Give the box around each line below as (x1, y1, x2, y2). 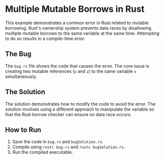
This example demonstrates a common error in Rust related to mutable (5, 20, 149, 26)
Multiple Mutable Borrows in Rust (5, 3, 145, 15)
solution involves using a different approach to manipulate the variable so (5, 106, 155, 112)
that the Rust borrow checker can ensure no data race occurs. (5, 111, 132, 117)
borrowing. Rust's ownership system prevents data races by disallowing (5, 25, 152, 31)
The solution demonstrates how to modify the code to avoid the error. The (5, 101, 156, 107)
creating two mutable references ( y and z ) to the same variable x (5, 68, 137, 74)
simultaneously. (5, 73, 37, 80)
